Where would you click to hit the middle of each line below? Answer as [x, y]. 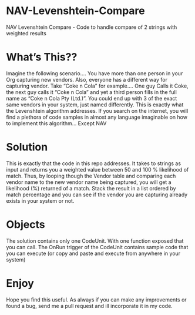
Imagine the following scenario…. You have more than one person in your [95, 73]
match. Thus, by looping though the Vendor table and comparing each [91, 176]
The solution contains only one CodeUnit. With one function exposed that [95, 241]
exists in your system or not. [40, 200]
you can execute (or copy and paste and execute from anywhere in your [93, 253]
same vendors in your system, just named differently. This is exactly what [95, 105]
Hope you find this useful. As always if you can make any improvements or [96, 299]
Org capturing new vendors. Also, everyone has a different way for [87, 79]
